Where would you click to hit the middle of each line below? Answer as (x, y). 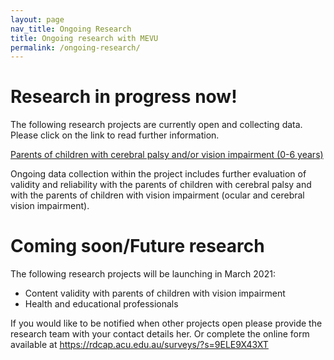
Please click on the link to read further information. (115, 135)
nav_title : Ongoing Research (71, 29)
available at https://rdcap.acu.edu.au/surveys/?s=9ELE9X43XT (139, 345)
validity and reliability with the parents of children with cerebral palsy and (161, 185)
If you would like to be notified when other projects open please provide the (166, 323)
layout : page (37, 19)
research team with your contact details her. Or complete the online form (160, 334)
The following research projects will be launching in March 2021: (143, 274)
